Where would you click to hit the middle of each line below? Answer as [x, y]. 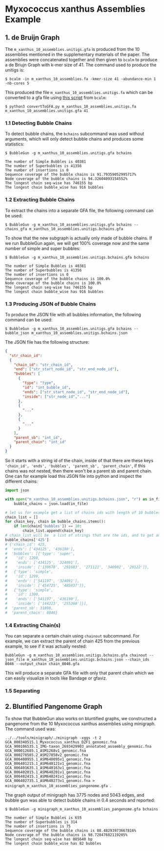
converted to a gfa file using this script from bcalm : [56, 97]
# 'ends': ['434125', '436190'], [40, 549]
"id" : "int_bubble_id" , [47, 387]
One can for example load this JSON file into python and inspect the [73, 476]
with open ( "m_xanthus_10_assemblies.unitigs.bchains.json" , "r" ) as [76, 499]
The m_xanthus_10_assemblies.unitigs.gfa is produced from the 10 [72, 49]
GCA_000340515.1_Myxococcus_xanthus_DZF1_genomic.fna [61, 742]
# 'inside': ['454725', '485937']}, [46, 585]
